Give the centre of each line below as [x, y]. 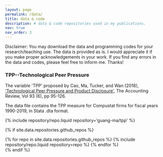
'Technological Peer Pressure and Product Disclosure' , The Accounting [77, 91]
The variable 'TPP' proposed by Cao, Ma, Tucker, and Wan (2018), [72, 86]
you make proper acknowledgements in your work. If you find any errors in [81, 57]
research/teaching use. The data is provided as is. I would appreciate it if [79, 52]
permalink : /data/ [24, 14]
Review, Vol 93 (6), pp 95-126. [36, 96]
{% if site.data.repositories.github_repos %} [50, 130]
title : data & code [25, 19]
